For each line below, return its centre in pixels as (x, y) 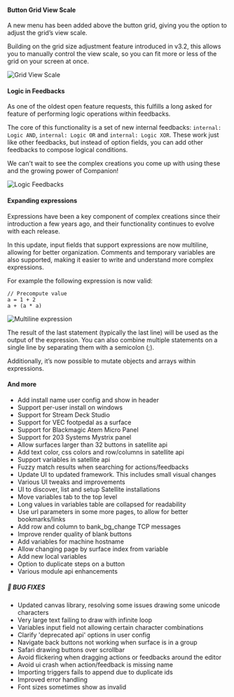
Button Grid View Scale (42, 10)
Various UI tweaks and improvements (71, 482)
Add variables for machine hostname (71, 541)
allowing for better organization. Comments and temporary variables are (111, 252)
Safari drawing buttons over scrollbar (71, 649)
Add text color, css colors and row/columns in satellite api (101, 452)
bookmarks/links (41, 519)
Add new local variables (52, 556)
